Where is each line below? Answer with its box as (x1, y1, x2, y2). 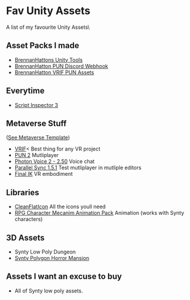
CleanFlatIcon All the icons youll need (14, 203, 106, 210)
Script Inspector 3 (14, 101, 59, 108)
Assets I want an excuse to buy (6, 272, 122, 282)
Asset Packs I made (6, 41, 79, 51)
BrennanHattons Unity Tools (14, 56, 83, 63)
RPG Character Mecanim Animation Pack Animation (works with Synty (14, 209, 185, 216)
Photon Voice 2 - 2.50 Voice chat (14, 158, 95, 165)
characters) (14, 216, 43, 223)
